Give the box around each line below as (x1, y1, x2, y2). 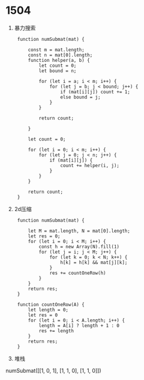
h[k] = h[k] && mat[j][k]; (60, 259, 128, 265)
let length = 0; (28, 307, 68, 313)
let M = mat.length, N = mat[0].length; (28, 228, 130, 234)
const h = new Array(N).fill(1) (38, 244, 119, 250)
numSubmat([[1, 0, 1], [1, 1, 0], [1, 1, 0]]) (5, 367, 101, 374)
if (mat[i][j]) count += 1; (60, 88, 130, 95)
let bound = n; (38, 67, 77, 74)
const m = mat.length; (28, 46, 85, 53)
